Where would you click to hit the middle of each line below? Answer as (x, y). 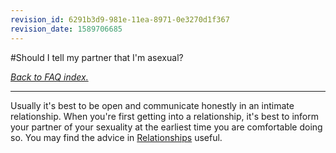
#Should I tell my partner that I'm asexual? (97, 57)
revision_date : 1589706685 (66, 29)
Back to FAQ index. (49, 77)
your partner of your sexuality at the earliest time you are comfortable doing (166, 127)
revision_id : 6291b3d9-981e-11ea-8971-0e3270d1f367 (120, 19)
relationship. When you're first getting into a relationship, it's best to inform (165, 116)
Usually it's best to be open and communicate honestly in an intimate (152, 105)
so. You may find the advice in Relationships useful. (116, 137)
